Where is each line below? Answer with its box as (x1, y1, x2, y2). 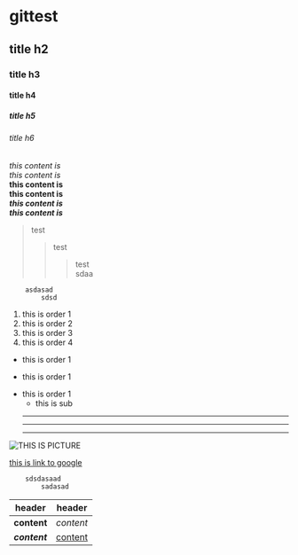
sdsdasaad (25, 474, 62, 483)
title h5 (9, 110, 35, 121)
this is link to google (9, 457, 82, 467)
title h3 (9, 68, 41, 81)
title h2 (9, 42, 49, 57)
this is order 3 (21, 327, 74, 338)
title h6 (9, 133, 35, 144)
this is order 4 (21, 337, 74, 348)
